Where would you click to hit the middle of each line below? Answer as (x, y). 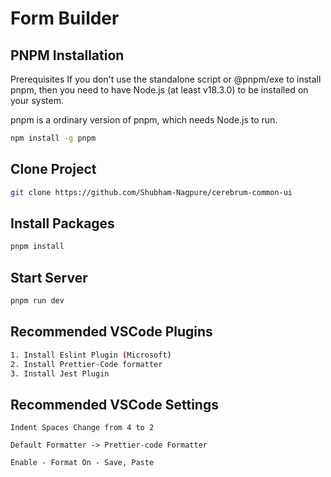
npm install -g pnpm (53, 138)
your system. (37, 100)
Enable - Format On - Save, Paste (82, 463)
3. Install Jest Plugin (60, 373)
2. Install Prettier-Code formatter (86, 364)
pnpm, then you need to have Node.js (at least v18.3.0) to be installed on (159, 90)
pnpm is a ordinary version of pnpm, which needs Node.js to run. (144, 120)
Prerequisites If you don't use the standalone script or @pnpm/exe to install (166, 79)
